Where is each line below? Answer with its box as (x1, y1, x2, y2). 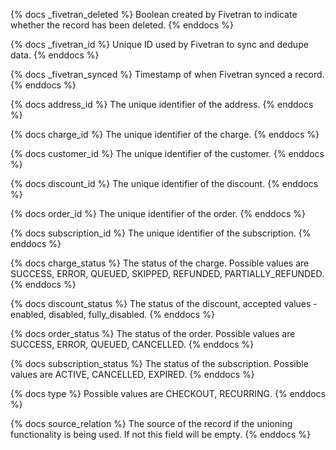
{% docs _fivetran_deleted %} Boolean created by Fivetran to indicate (10, 9, 298, 20)
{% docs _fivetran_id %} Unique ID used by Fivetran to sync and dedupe (10, 39, 309, 50)
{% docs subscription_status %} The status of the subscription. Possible (10, 358, 309, 369)
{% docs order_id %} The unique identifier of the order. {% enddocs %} (10, 208, 307, 219)
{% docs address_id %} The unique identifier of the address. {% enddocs (10, 99, 314, 110)
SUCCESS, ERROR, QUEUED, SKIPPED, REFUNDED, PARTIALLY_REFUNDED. (10, 268, 325, 279)
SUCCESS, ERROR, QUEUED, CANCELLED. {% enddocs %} (10, 339, 255, 350)
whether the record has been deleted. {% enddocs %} (10, 19, 234, 31)
